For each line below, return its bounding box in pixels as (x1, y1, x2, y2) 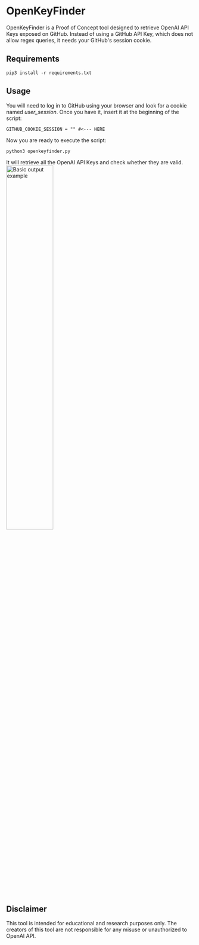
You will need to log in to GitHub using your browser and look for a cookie (6, 102, 187, 109)
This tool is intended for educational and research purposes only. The (6, 920, 177, 927)
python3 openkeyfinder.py (6, 148, 70, 154)
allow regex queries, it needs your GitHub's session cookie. (6, 36, 152, 44)
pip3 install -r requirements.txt (6, 70, 92, 76)
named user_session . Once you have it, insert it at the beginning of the (6, 108, 180, 115)
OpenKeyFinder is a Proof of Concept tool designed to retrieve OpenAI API (6, 24, 189, 31)
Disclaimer (6, 904, 47, 914)
